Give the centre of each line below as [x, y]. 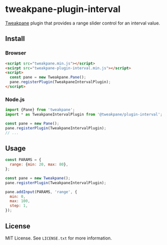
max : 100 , [20, 201]
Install [15, 39]
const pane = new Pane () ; [32, 123]
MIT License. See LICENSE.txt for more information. [58, 238]
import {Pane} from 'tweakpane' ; [40, 110]
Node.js [15, 99]
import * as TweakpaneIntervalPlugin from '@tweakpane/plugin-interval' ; [84, 114]
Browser [16, 53]
